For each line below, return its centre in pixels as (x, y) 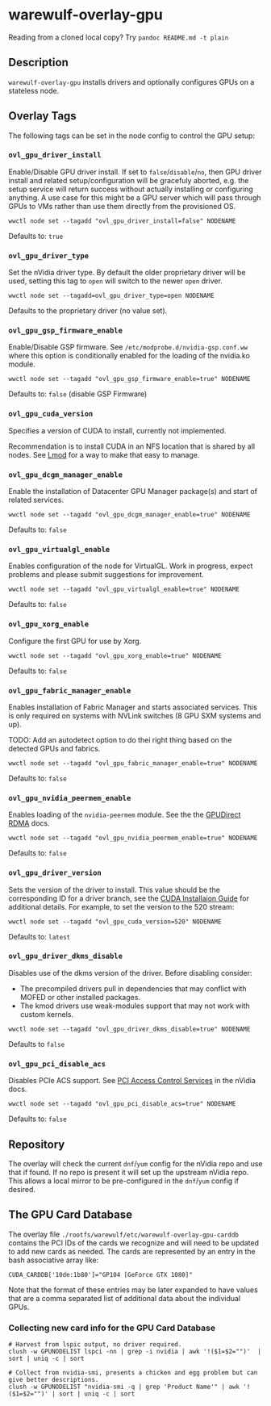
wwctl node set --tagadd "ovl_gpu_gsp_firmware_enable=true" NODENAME (129, 379)
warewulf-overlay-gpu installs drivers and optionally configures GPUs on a (131, 82)
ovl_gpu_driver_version (55, 873)
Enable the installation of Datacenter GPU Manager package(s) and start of (133, 492)
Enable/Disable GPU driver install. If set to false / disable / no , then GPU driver (135, 172)
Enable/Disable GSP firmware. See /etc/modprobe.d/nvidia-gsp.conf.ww (128, 347)
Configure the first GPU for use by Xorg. (75, 641)
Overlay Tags (42, 116)
